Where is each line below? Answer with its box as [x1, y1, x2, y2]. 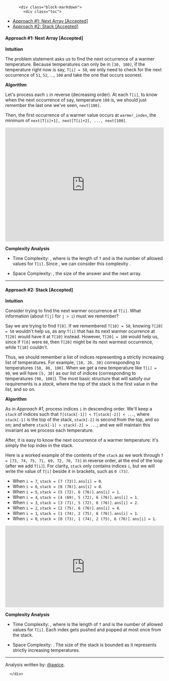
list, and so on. [5, 386, 36, 392]
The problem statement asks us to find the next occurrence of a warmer [5, 56, 155, 62]
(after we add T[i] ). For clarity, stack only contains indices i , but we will [5, 463, 155, 469]
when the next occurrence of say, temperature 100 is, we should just [5, 97, 147, 103]
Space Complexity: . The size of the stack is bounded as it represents [12, 642, 157, 648]
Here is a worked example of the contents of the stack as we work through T [5, 452, 163, 458]
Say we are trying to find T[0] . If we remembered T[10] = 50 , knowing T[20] [5, 323, 163, 329]
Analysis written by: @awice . [5, 662, 65, 668]
